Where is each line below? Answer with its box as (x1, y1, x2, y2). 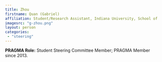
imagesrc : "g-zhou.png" (5, 20, 54, 26)
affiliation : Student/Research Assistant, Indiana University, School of (5, 16, 158, 21)
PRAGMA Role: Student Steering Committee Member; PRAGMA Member (5, 47, 150, 53)
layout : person (5, 25, 36, 30)
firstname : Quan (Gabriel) (5, 12, 60, 16)
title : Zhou (5, 7, 29, 12)
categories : (5, 30, 29, 34)
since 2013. (5, 52, 28, 58)
